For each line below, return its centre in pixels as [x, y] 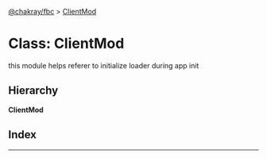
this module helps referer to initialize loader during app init [104, 65]
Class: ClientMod [66, 44]
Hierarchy [33, 91]
